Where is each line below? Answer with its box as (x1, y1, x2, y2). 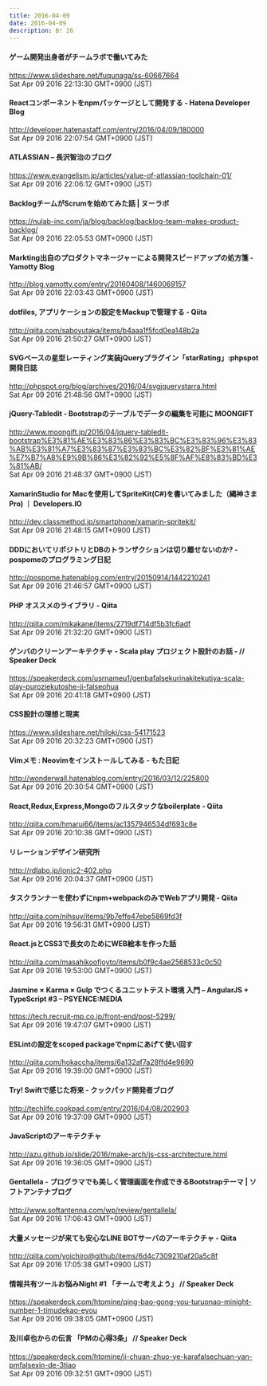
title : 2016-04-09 (9, 11, 70, 20)
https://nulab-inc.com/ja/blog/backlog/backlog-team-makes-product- (9, 217, 240, 226)
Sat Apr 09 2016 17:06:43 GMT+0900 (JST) (9, 1214, 152, 1223)
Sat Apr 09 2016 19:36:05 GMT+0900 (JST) (9, 1157, 152, 1168)
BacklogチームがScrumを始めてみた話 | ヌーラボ (9, 198, 170, 208)
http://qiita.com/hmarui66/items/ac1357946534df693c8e (9, 819, 198, 829)
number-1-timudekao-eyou (9, 1306, 98, 1315)
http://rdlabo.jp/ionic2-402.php (9, 866, 112, 875)
